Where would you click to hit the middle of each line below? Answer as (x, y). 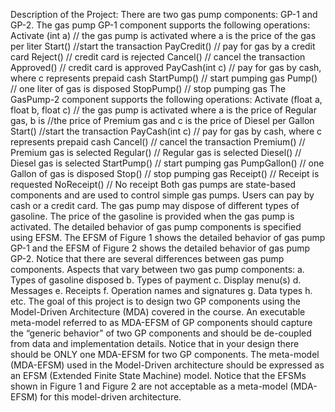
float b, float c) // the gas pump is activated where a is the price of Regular (163, 110)
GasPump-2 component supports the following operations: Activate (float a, (166, 99)
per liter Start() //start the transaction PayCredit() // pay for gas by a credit (163, 46)
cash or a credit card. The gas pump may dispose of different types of (155, 205)
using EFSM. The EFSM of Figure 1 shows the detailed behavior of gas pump (168, 237)
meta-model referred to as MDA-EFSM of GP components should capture (161, 322)
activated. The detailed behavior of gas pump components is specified (156, 227)
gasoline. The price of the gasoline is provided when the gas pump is (152, 216)
